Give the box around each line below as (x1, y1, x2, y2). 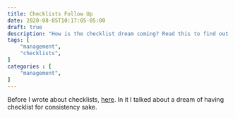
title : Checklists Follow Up (7, 10, 93, 18)
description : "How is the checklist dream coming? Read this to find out (7, 30, 229, 37)
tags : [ (7, 37, 30, 44)
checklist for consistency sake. (7, 103, 97, 112)
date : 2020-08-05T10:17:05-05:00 (7, 17, 106, 24)
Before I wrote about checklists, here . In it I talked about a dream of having (7, 95, 224, 104)
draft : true (7, 23, 42, 30)
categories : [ (7, 63, 52, 70)
